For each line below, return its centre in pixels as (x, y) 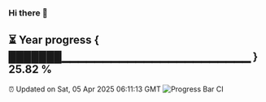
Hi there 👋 (28, 13)
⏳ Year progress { (54, 40)
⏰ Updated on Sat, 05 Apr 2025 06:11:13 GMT (85, 89)
